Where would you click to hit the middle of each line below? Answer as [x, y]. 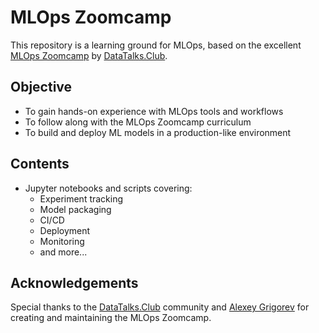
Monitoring [62, 241]
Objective [41, 87]
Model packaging [75, 209]
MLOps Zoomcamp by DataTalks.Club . [89, 55]
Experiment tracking [81, 198]
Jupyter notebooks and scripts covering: [108, 188]
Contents [40, 164]
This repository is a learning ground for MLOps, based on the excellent [156, 45]
